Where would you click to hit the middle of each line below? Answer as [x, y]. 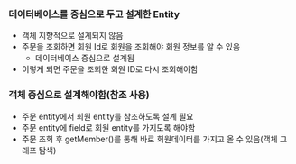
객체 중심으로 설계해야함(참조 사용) [79, 95]
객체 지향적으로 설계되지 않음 [72, 36]
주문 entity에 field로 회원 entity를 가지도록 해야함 [108, 127]
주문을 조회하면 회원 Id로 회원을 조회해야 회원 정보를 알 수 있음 [131, 47]
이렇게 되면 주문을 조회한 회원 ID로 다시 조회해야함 [110, 69]
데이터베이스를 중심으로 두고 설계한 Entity [94, 14]
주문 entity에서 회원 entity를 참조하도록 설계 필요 [107, 116]
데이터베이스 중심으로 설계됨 [84, 58]
